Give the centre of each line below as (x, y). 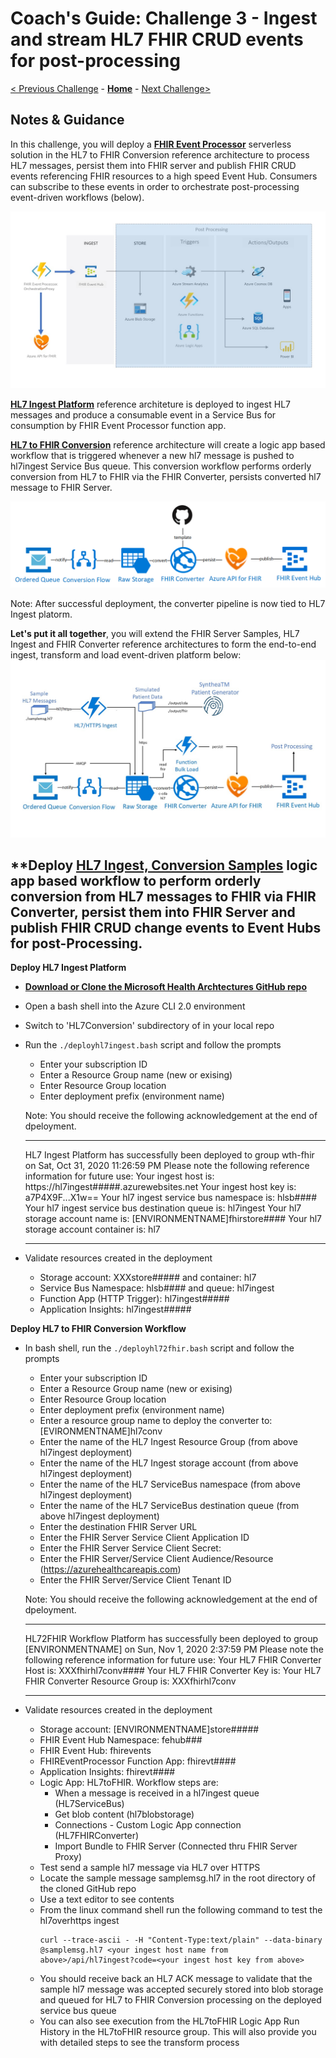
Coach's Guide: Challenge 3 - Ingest (164, 18)
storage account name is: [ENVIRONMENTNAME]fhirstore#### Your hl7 (173, 1219)
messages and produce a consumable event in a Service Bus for (143, 415)
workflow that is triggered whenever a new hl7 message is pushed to (152, 456)
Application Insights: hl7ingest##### (115, 1309)
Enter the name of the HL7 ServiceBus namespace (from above (170, 1484)
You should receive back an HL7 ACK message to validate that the (176, 1979)
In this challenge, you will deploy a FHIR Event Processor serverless (151, 144)
